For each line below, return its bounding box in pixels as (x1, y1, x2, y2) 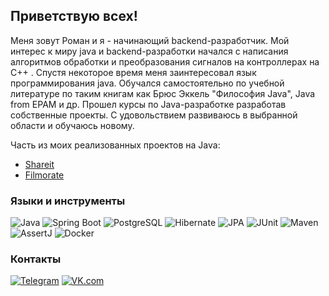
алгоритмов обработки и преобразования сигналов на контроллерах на (10, 55, 320, 68)
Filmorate (24, 169, 65, 181)
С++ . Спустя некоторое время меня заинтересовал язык (10, 66, 257, 78)
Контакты (10, 252, 62, 266)
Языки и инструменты (10, 194, 126, 208)
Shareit (24, 158, 55, 170)
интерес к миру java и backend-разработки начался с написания (10, 45, 289, 57)
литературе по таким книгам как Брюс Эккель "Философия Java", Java (10, 87, 316, 99)
